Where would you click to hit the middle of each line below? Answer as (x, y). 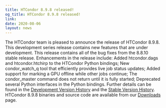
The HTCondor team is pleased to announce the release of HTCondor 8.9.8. (83, 42)
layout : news (19, 28)
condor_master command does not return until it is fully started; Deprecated (83, 79)
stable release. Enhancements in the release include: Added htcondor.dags (82, 58)
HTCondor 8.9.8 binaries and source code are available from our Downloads (83, 95)
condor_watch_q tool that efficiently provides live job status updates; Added (83, 69)
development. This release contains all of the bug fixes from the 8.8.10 (77, 53)
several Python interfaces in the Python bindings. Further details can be (78, 84)
